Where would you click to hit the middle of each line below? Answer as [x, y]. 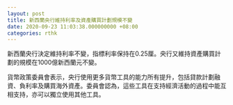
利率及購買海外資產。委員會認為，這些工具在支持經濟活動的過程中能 [123, 86]
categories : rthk [32, 33]
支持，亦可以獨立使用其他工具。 [59, 95]
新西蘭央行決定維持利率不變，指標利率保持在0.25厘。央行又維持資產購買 [111, 54]
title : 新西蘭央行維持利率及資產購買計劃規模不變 [70, 20]
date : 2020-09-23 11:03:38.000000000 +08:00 [73, 26]
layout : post [26, 14]
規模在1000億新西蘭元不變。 [60, 63]
